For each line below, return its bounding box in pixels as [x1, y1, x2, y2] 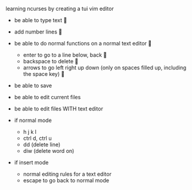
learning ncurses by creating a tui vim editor [5, 5, 114, 12]
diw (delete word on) [23, 148, 75, 154]
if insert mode [14, 159, 49, 166]
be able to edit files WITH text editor [14, 105, 104, 112]
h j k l [23, 128, 37, 135]
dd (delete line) [23, 141, 61, 148]
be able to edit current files [14, 94, 81, 100]
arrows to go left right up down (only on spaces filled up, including [23, 64, 187, 71]
